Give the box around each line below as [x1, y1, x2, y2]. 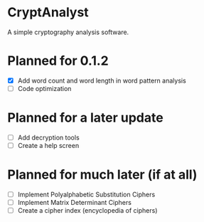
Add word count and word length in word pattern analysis [17, 76, 186, 85]
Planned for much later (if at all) [7, 166, 198, 183]
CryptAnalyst [7, 4, 89, 21]
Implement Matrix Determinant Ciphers [17, 199, 131, 207]
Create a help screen [17, 142, 80, 149]
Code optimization [17, 84, 72, 92]
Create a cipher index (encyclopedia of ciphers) [17, 206, 158, 215]
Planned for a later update [7, 110, 163, 126]
